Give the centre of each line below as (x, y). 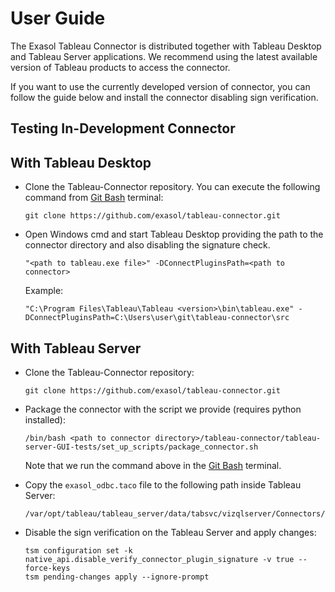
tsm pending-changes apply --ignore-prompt (117, 577)
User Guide (58, 18)
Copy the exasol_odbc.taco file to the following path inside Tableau (163, 484)
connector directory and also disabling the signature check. (147, 245)
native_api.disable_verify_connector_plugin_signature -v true (159, 559)
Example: (44, 291)
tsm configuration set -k (78, 550)
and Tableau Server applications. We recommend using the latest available (164, 56)
